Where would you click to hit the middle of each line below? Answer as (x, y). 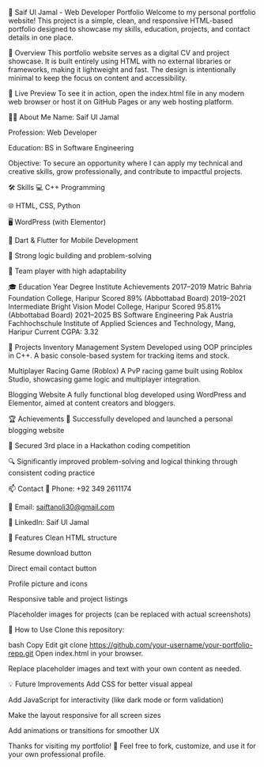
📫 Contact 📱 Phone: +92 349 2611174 (70, 488)
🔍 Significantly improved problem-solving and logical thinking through (123, 461)
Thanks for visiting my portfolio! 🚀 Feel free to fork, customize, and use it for (132, 746)
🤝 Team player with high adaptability (67, 271)
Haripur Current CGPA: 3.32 (53, 332)
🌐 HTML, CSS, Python (44, 205)
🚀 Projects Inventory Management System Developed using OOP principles (130, 347)
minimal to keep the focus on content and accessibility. (98, 78)
